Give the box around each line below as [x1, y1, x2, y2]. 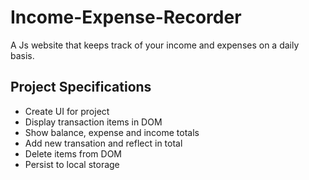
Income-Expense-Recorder [10, 6, 242, 29]
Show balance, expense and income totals [24, 126, 200, 138]
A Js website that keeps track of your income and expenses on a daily [10, 39, 300, 51]
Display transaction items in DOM [24, 116, 163, 128]
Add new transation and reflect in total [24, 137, 183, 149]
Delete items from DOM [24, 147, 123, 160]
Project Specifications [10, 79, 152, 96]
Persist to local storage [24, 158, 120, 170]
